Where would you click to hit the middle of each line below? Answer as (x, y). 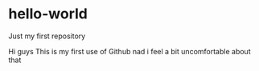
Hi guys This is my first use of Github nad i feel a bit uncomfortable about (129, 51)
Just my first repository (47, 36)
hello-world (48, 14)
